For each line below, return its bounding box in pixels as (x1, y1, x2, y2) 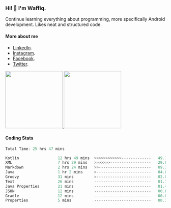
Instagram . (12, 50, 36, 56)
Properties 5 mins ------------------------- (5, 198, 152, 203)
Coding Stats (5, 135, 34, 141)
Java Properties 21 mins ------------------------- (5, 184, 152, 189)
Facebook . (12, 55, 35, 62)
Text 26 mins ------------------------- (5, 179, 152, 184)
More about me (5, 33, 38, 39)
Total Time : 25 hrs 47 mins (5, 146, 65, 152)
